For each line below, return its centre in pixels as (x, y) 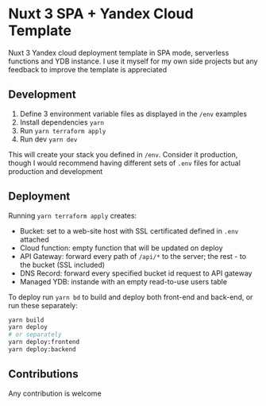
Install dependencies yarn (62, 122)
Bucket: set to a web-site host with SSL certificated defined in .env (129, 230)
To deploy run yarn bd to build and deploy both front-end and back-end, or (131, 297)
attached (34, 239)
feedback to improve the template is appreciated (88, 69)
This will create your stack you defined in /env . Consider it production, (123, 154)
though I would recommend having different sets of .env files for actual (124, 163)
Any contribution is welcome (55, 393)
